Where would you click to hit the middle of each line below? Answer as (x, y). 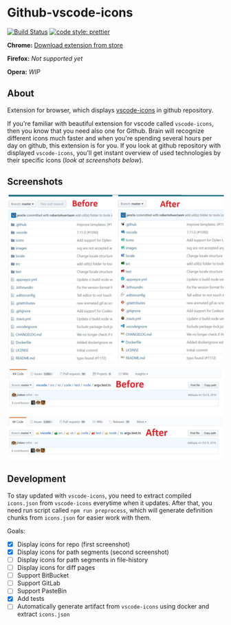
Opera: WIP (24, 72)
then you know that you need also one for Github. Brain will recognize (106, 131)
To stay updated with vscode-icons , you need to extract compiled (99, 495)
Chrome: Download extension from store (65, 45)
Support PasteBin (42, 591)
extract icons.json (43, 614)
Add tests (31, 599)
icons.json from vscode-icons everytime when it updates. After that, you (110, 503)
